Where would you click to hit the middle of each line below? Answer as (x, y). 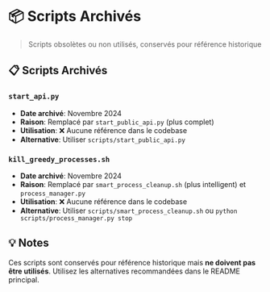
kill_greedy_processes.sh (59, 159)
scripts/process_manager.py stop (76, 218)
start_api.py (34, 97)
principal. (24, 279)
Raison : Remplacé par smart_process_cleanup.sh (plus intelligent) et (133, 184)
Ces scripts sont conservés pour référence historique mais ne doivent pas (132, 262)
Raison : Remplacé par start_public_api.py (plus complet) (117, 122)
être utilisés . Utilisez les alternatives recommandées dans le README (124, 271)
